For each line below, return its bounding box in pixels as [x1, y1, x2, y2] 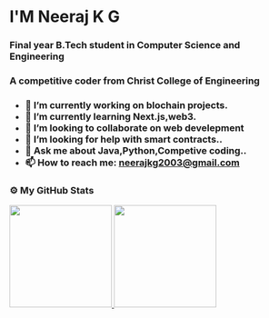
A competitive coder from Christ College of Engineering [9, 75, 261, 87]
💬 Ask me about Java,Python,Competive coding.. [25, 144, 247, 156]
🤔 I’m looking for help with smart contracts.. [25, 133, 223, 145]
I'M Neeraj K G [9, 6, 121, 27]
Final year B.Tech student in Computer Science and [9, 39, 241, 52]
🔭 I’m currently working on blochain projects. [25, 98, 229, 111]
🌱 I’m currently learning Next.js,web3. [25, 110, 197, 123]
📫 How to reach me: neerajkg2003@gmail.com [25, 156, 240, 169]
